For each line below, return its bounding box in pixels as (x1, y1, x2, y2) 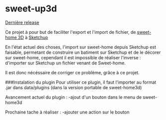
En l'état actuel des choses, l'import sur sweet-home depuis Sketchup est (5, 44, 157, 50)
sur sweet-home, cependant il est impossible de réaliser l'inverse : (5, 54, 141, 60)
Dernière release (5, 19, 40, 25)
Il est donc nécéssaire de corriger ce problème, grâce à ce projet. (5, 69, 140, 75)
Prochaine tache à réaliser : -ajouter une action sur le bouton (5, 109, 130, 115)
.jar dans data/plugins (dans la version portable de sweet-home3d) (5, 84, 142, 90)
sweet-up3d (5, 3, 57, 14)
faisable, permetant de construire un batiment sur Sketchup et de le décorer (5, 49, 161, 55)
